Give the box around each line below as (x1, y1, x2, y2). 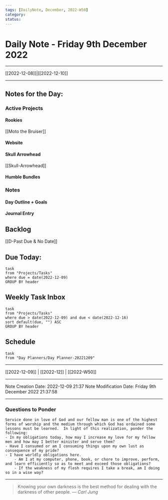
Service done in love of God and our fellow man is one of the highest (5, 417, 157, 422)
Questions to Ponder (5, 406, 56, 413)
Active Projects (5, 105, 43, 112)
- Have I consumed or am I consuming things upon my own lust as (5, 443, 144, 449)
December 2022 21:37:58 (5, 388, 57, 394)
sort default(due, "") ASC (5, 320, 61, 325)
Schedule (5, 338, 36, 346)
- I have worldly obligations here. (5, 452, 81, 457)
